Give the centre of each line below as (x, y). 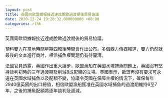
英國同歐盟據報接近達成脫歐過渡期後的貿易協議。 (55, 38)
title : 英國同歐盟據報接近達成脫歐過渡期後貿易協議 (52, 14)
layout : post (19, 10)
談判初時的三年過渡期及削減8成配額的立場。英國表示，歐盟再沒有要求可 (83, 72)
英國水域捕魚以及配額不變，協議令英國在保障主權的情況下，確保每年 (84, 78)
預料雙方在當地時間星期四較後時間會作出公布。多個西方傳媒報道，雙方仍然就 (84, 49)
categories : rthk (23, 24)
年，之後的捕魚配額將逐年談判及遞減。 (44, 91)
